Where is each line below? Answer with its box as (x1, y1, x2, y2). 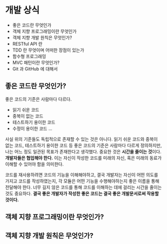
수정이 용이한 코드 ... (12, 125, 52, 131)
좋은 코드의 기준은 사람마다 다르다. (5, 96, 72, 102)
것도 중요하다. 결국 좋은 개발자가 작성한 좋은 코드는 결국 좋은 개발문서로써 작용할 (5, 190, 159, 196)
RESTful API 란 (12, 40, 43, 46)
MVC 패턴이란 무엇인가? (12, 59, 60, 65)
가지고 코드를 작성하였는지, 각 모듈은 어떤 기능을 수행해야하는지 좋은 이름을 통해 (5, 178, 160, 184)
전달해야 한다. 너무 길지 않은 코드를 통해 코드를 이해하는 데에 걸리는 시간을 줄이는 (5, 184, 162, 190)
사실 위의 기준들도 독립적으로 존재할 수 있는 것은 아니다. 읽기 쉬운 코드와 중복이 (5, 136, 158, 142)
